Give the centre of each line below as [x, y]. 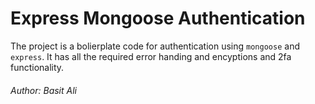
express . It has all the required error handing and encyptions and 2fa [151, 56]
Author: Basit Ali [43, 90]
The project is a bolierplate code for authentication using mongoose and [155, 46]
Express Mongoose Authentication [158, 18]
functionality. [37, 67]
